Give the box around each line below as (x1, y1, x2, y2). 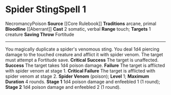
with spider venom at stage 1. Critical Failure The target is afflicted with (5, 67, 155, 74)
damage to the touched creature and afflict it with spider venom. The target (5, 51, 163, 57)
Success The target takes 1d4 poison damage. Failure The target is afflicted (5, 62, 165, 68)
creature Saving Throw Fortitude (5, 31, 75, 37)
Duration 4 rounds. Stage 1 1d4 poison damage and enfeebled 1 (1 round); (5, 78, 160, 85)
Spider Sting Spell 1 (5, 4, 87, 15)
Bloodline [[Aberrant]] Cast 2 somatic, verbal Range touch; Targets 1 (5, 26, 151, 32)
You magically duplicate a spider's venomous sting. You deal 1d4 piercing (5, 46, 159, 52)
